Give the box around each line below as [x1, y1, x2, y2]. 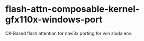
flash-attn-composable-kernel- [5, 3, 139, 15]
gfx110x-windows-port [5, 14, 103, 25]
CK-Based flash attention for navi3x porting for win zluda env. [5, 30, 133, 36]
